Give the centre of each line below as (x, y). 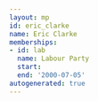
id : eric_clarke (39, 26)
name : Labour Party (53, 59)
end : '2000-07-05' (52, 75)
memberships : (33, 42)
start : (29, 67)
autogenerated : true (48, 83)
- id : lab (28, 51)
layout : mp (29, 17)
